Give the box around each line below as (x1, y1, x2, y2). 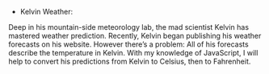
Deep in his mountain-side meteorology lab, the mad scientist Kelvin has (8, 23, 249, 31)
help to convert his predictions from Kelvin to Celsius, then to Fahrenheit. (8, 56, 251, 66)
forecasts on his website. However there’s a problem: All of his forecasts (8, 39, 249, 49)
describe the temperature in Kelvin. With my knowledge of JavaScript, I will (8, 48, 258, 57)
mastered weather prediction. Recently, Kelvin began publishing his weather (8, 31, 262, 40)
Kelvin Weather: (19, 7, 74, 16)
